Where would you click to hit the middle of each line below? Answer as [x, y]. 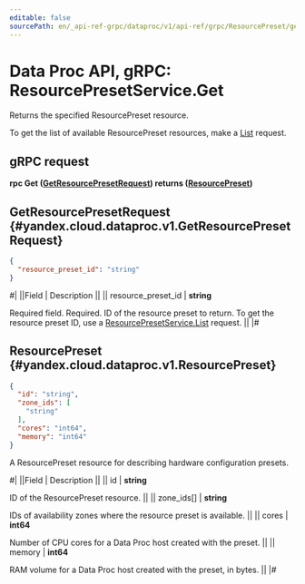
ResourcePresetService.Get [117, 90]
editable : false [40, 18]
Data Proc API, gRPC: [91, 71]
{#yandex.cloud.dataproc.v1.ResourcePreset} [143, 365]
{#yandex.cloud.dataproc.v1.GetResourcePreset [150, 226]
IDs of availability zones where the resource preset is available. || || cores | [149, 515]
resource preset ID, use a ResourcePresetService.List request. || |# [134, 322]
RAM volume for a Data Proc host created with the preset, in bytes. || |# [143, 569]
